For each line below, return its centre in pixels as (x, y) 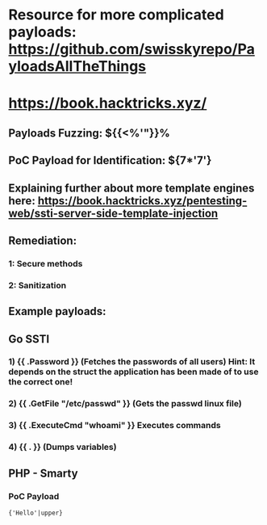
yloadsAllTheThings (77, 67)
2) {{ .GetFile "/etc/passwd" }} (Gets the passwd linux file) (125, 404)
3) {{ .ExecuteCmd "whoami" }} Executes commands (115, 426)
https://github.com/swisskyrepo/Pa (132, 49)
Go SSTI (29, 339)
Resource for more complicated (116, 15)
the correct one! (41, 382)
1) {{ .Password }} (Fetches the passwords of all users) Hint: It (132, 362)
